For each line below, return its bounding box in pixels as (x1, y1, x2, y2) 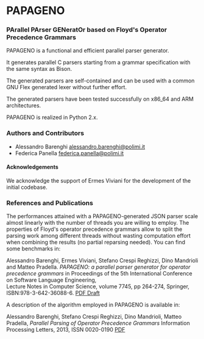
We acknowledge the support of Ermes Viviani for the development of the (6, 177, 191, 184)
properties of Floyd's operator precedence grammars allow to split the (6, 225, 183, 233)
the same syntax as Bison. (6, 65, 72, 73)
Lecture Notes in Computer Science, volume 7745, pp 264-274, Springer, (6, 283, 190, 290)
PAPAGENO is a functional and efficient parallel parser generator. (6, 47, 169, 54)
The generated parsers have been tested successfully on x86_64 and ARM (6, 95, 194, 103)
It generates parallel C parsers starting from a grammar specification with (6, 59, 191, 66)
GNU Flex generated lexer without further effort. (6, 84, 127, 91)
